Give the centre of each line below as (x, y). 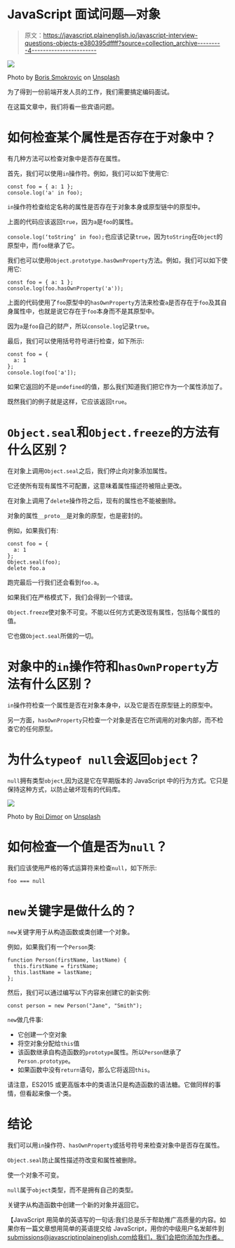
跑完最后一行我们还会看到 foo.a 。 (55, 582)
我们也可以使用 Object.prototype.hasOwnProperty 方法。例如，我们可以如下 (114, 260)
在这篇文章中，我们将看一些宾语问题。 (62, 107)
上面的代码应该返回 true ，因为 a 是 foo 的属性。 (72, 221)
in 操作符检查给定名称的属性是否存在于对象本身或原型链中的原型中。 (106, 206)
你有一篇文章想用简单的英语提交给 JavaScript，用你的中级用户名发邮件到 (119, 1228)
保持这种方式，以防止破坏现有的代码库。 (66, 789)
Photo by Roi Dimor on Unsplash (54, 816)
